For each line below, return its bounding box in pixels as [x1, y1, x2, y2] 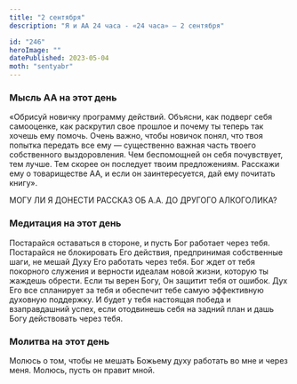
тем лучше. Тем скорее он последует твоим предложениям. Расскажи [9, 159, 280, 170]
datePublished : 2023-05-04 [9, 54, 109, 63]
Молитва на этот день [9, 335, 110, 348]
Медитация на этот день [9, 217, 122, 229]
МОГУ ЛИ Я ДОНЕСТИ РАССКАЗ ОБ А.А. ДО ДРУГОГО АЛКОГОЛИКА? [9, 195, 277, 205]
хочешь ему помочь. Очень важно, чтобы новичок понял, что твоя [9, 131, 264, 141]
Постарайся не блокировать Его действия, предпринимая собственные [9, 246, 283, 258]
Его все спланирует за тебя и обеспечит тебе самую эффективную [9, 284, 264, 295]
